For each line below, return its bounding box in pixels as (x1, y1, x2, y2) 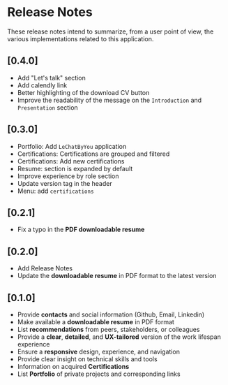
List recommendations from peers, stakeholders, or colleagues (17, 326, 200, 333)
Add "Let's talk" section (17, 73, 86, 82)
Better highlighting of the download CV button (17, 88, 150, 96)
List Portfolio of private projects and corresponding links (17, 370, 181, 378)
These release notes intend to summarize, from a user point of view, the (7, 27, 214, 36)
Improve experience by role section (17, 172, 120, 180)
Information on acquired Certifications (17, 363, 130, 370)
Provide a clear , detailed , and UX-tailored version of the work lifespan (17, 333, 221, 341)
